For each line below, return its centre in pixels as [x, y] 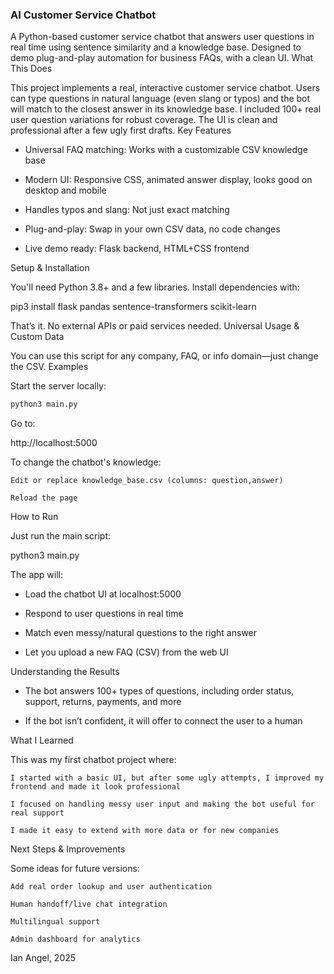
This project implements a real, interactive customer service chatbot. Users [165, 88]
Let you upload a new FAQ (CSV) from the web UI [126, 652]
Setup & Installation [50, 268]
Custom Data [37, 337]
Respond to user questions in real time [104, 614]
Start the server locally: [58, 386]
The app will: [37, 575]
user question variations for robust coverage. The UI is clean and [144, 120]
